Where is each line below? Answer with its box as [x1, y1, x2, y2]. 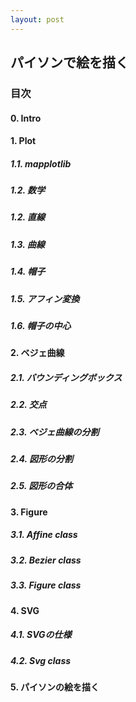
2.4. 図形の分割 [10, 453, 74, 465]
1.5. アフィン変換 [10, 292, 80, 305]
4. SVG [10, 604, 40, 616]
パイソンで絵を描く [10, 54, 129, 71]
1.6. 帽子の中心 [10, 319, 72, 331]
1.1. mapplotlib [10, 157, 72, 170]
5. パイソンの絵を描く [10, 681, 100, 693]
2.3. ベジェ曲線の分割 [10, 426, 100, 438]
